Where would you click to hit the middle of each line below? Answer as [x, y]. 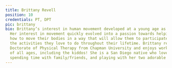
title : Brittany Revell [31, 10]
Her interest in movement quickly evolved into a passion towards [82, 34]
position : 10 [19, 15]
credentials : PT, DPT [28, 19]
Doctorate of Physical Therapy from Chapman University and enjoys [83, 48]
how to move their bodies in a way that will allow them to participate [89, 39]
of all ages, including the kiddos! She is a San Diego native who [83, 53]
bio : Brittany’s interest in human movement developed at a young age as [86, 29]
